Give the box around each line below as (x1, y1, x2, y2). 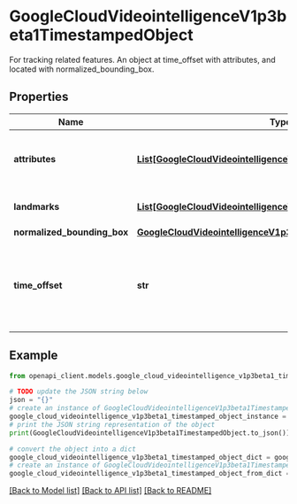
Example (9, 348, 58, 363)
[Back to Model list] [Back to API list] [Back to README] (9, 485, 212, 496)
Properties (9, 89, 69, 105)
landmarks (13, 200, 60, 213)
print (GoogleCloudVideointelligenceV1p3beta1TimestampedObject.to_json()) (9, 428, 291, 438)
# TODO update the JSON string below (9, 387, 148, 396)
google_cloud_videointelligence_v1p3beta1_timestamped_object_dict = (9, 453, 271, 461)
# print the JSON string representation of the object (9, 420, 216, 429)
